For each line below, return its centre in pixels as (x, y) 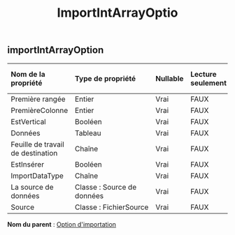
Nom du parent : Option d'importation (62, 224)
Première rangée (38, 99)
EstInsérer (27, 164)
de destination (34, 153)
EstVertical (29, 121)
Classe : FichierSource (112, 207)
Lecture (204, 74)
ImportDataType (37, 176)
